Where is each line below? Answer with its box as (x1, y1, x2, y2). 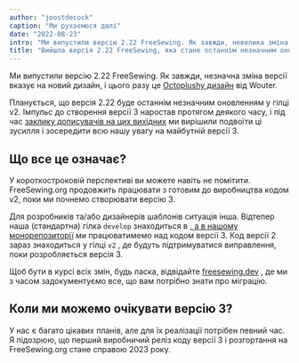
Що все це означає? (9, 151, 126, 166)
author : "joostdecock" (9, 12, 93, 22)
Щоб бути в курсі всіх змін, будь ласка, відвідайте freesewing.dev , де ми (9, 266, 287, 277)
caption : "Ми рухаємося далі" (9, 21, 122, 30)
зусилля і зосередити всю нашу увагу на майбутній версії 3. (9, 125, 239, 136)
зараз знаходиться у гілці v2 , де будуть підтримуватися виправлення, (9, 239, 278, 250)
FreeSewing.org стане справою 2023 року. (9, 343, 171, 354)
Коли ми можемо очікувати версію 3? (9, 302, 233, 317)
